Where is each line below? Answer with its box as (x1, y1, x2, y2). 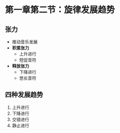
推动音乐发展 (12, 39, 38, 44)
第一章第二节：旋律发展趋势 (5, 4, 115, 15)
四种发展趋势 (5, 90, 43, 99)
